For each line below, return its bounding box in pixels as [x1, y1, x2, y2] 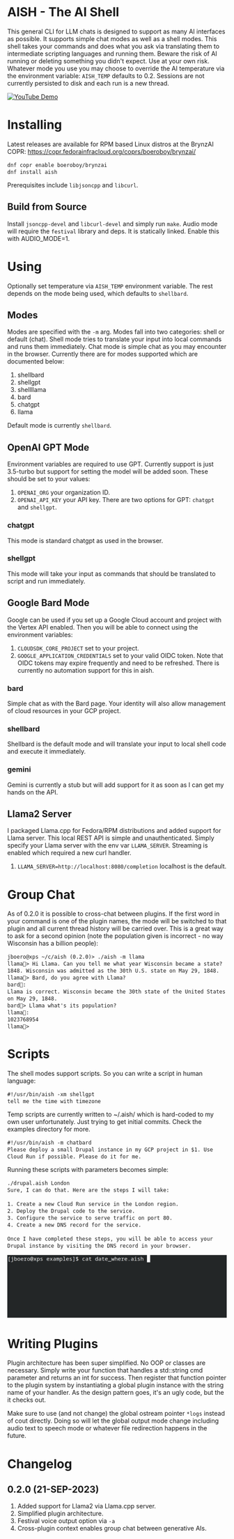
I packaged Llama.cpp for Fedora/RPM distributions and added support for [7, 827, 221, 835]
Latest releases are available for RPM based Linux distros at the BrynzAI [7, 140, 214, 148]
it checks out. [7, 1396, 47, 1404]
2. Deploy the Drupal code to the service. [7, 1208, 136, 1215]
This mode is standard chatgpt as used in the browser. [7, 536, 164, 545]
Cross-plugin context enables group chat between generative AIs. [17, 1524, 207, 1533]
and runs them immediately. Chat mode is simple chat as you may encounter [7, 343, 227, 351]
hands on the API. [7, 788, 58, 796]
